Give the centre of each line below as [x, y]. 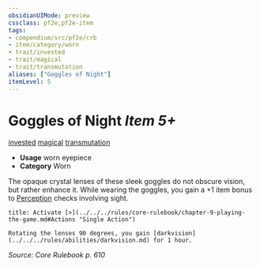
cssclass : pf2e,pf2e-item [51, 23]
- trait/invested [37, 52]
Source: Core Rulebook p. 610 [57, 255]
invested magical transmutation [59, 142]
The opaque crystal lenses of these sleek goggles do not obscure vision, [126, 182]
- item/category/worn [44, 45]
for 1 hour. [173, 241]
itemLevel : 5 [30, 81]
